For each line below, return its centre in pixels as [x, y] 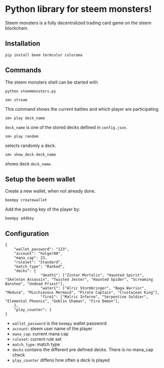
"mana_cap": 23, [31, 258]
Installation [23, 44]
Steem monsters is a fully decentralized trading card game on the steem [78, 23]
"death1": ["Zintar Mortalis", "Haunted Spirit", [92, 276]
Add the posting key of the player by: [43, 209]
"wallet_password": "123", [42, 249]
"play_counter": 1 [33, 310]
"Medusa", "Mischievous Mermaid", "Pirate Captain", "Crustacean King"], [82, 293]
